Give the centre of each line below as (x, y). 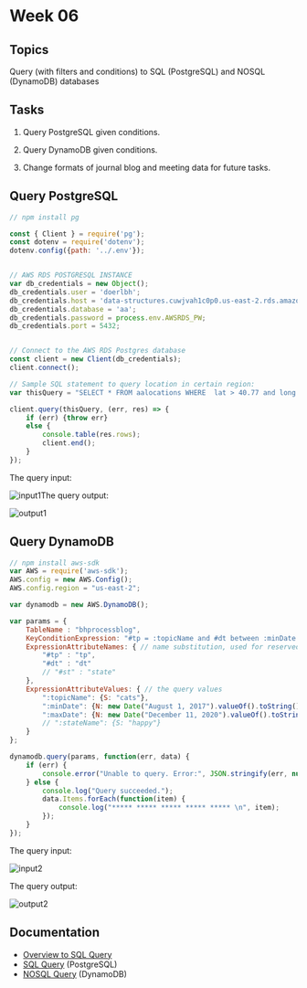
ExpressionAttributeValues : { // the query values (124, 689)
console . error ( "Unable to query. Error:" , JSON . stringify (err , (165, 773)
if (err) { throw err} (67, 418)
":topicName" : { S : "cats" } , (95, 697)
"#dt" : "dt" (67, 664)
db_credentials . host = (53, 301)
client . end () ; (69, 443)
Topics (29, 50)
